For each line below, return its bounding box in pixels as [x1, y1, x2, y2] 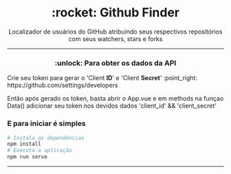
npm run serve [7, 153, 48, 160]
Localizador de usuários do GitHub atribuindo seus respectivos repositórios [8, 27, 223, 36]
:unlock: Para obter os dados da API [54, 58, 177, 68]
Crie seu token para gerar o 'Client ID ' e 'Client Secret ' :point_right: [7, 74, 198, 82]
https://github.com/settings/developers [7, 81, 118, 90]
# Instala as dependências [7, 134, 85, 141]
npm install [7, 140, 41, 148]
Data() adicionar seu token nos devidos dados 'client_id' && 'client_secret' [7, 101, 217, 110]
